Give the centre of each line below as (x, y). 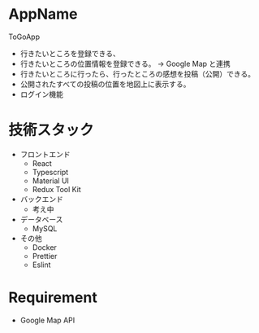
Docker (44, 247)
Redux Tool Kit (56, 189)
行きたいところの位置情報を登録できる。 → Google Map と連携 (125, 64)
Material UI (50, 181)
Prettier (45, 256)
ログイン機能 (41, 94)
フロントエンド (45, 154)
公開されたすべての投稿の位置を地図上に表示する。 (105, 84)
